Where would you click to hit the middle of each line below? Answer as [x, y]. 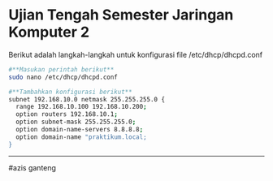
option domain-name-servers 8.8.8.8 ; [80, 130]
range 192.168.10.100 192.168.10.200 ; [82, 107]
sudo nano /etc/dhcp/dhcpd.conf [63, 77]
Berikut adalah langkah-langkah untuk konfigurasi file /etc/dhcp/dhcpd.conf [136, 54]
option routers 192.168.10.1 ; [67, 114]
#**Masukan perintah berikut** [61, 69]
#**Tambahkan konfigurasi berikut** [70, 92]
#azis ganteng [32, 167]
